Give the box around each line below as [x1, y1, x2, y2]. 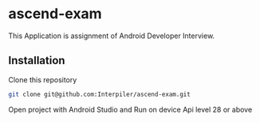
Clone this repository [8, 74, 77, 84]
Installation [8, 54, 65, 67]
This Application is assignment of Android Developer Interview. [8, 31, 215, 40]
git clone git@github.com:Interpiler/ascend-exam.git [8, 90, 191, 98]
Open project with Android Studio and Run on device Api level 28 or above [8, 105, 253, 114]
